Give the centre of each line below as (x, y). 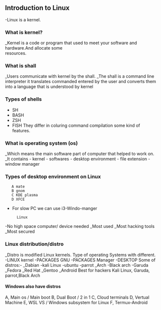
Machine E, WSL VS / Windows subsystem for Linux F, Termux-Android (76, 302)
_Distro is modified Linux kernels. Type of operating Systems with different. (80, 255)
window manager (22, 164)
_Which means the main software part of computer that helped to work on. (80, 154)
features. (21, 130)
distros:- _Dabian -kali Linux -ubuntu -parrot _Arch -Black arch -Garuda (77, 265)
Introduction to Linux (37, 8)
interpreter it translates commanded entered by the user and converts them (81, 82)
